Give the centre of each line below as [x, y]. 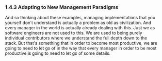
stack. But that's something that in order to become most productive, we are [81, 43]
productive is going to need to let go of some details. [58, 53]
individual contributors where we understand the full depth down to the [76, 38]
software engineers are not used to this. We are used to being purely [73, 33]
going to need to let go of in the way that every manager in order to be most [81, 48]
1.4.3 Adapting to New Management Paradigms [62, 7]
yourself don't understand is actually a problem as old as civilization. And [78, 23]
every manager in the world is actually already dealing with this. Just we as [80, 28]
